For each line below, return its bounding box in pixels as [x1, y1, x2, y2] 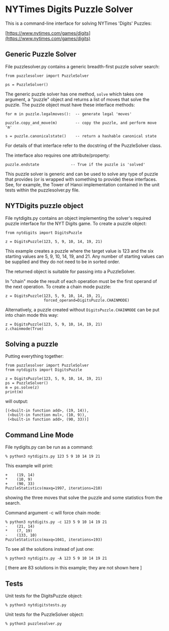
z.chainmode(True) [5, 326, 44, 331]
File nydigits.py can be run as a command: [5, 444, 93, 450]
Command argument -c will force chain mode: [5, 510, 101, 516]
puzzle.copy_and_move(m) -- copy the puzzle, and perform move [5, 120, 157, 125]
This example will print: [5, 463, 53, 469]
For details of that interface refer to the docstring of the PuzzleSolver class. [5, 142, 162, 149]
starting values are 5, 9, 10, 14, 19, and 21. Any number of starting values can [5, 253, 164, 259]
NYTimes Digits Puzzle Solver [5, 4, 133, 15]
